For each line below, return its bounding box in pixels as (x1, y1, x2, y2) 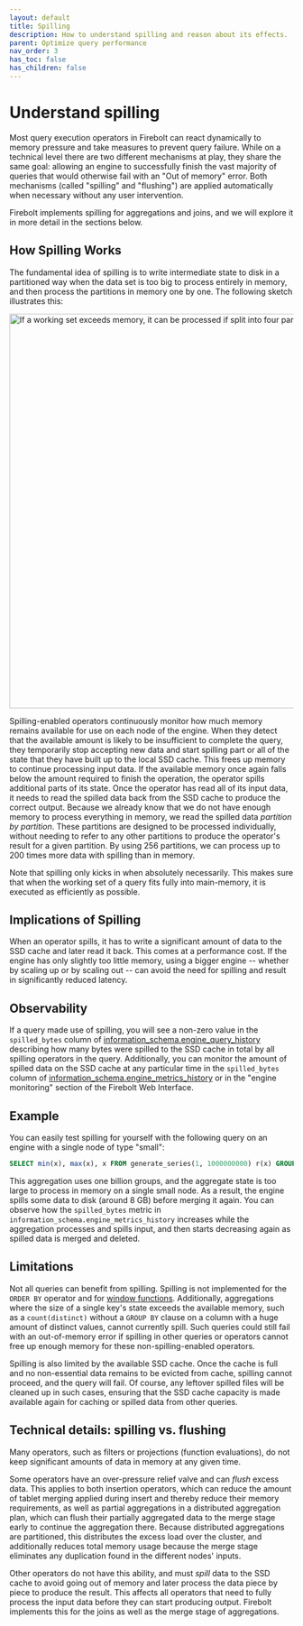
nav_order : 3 (9, 47, 59, 56)
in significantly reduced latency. (9, 975, 128, 986)
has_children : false (9, 64, 87, 73)
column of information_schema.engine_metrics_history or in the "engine (9, 1072, 277, 1083)
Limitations (9, 1259, 74, 1274)
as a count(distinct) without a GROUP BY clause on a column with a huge (9, 1311, 279, 1322)
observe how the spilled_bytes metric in (9, 1204, 161, 1215)
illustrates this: (9, 295, 64, 307)
